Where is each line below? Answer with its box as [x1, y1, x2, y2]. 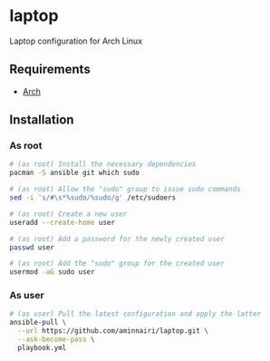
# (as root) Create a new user [9, 210, 128, 219]
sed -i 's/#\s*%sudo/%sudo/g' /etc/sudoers [9, 193, 177, 202]
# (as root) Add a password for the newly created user [9, 234, 225, 243]
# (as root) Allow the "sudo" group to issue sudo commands [9, 185, 242, 194]
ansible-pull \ [9, 318, 67, 327]
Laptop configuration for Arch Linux [9, 35, 143, 46]
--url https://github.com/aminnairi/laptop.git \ [17, 327, 208, 336]
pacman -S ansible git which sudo [9, 169, 140, 178]
